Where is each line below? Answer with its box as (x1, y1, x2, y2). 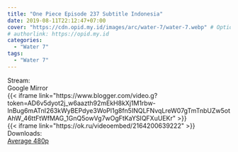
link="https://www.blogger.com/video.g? (38, 91, 158, 99)
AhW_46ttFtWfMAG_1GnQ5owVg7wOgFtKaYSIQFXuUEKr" (7, 114, 176, 122)
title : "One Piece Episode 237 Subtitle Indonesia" (7, 10, 163, 18)
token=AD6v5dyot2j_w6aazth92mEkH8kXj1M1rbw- (7, 99, 156, 107)
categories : (7, 37, 42, 44)
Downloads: (7, 129, 42, 137)
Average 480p (7, 136, 50, 145)
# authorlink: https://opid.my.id (7, 30, 110, 38)
